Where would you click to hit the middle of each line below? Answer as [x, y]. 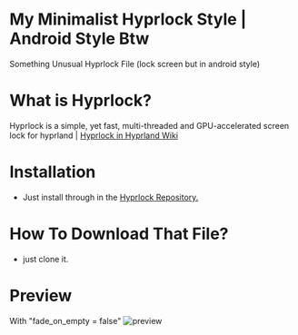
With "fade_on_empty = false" [65, 320]
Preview [41, 296]
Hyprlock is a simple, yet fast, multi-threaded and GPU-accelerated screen [149, 125]
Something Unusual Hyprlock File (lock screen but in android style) [135, 64]
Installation [53, 172]
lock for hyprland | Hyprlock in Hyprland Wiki [94, 135]
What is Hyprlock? [81, 101]
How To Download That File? [119, 234]
